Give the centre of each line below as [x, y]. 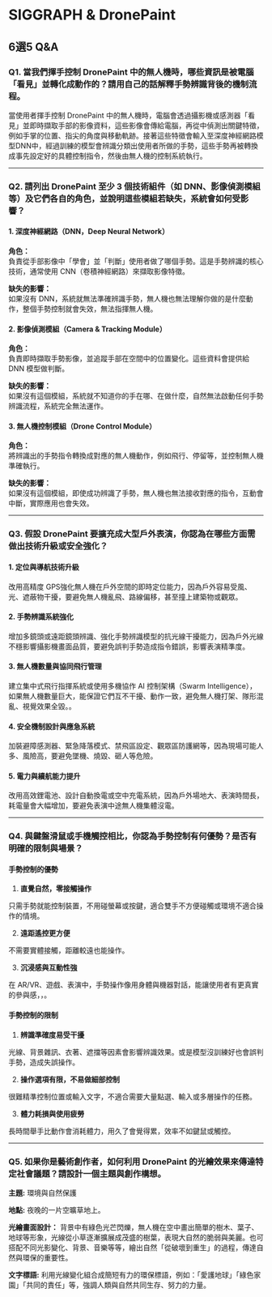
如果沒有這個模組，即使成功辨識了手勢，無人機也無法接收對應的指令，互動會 [136, 493]
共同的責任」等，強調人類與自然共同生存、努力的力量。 [118, 1285]
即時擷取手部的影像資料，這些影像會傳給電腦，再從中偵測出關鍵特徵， [147, 125]
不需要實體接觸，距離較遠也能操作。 [69, 950]
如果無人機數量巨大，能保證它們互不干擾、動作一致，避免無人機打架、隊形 [132, 696]
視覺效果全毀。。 [49, 706]
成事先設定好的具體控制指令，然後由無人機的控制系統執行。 [108, 156]
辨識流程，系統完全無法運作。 [58, 406]
